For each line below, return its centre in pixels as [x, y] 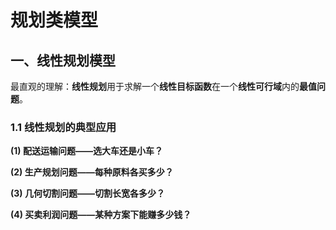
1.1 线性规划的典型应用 [63, 127]
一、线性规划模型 [63, 60]
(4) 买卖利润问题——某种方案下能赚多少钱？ [101, 215]
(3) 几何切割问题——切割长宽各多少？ [87, 193]
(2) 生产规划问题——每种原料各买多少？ [92, 172]
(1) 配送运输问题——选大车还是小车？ [86, 151]
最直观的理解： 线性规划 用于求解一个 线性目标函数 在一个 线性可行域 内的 [155, 86]
